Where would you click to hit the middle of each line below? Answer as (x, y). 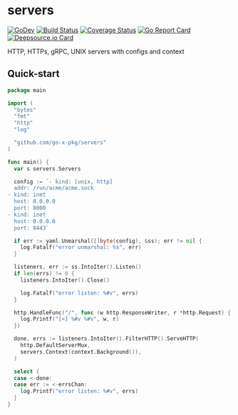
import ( (20, 103)
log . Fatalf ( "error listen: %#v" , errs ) (79, 293)
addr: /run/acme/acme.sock (54, 188)
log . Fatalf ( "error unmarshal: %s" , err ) (81, 247)
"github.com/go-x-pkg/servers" (60, 143)
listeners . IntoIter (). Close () (65, 280)
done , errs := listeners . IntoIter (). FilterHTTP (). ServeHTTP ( (107, 339)
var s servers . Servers (47, 169)
